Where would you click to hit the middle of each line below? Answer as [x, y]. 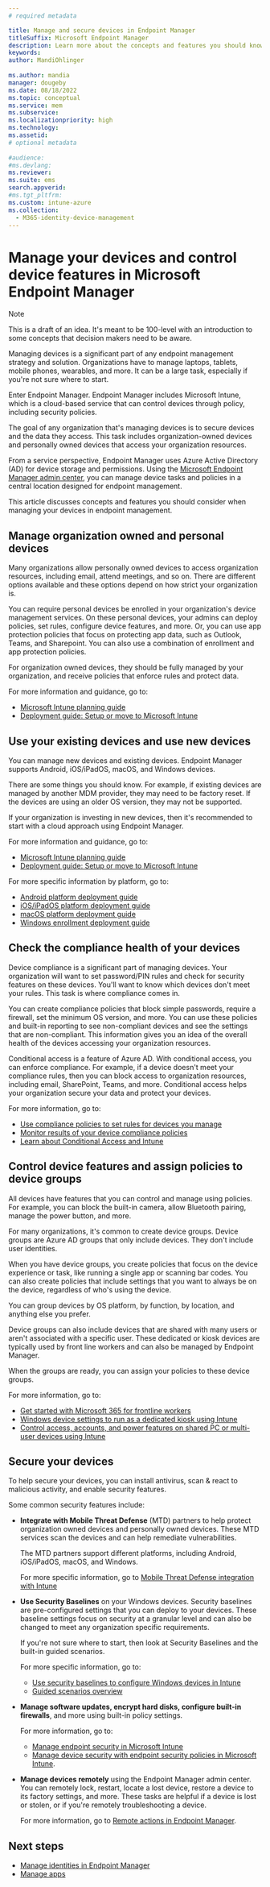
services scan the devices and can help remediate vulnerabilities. [128, 1538]
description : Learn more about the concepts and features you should [127, 45]
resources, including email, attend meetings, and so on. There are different [132, 576]
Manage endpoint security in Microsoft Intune [107, 1747]
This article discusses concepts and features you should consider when [127, 502]
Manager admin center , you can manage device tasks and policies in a [125, 478]
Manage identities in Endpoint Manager [85, 1865]
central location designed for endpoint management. [95, 486]
